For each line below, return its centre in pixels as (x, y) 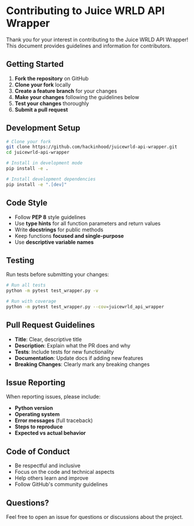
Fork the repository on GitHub (51, 78)
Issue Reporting (36, 383)
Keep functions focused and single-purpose (69, 235)
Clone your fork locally (43, 85)
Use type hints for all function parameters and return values (87, 223)
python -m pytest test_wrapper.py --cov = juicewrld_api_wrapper (85, 306)
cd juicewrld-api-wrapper (38, 153)
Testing (20, 260)
